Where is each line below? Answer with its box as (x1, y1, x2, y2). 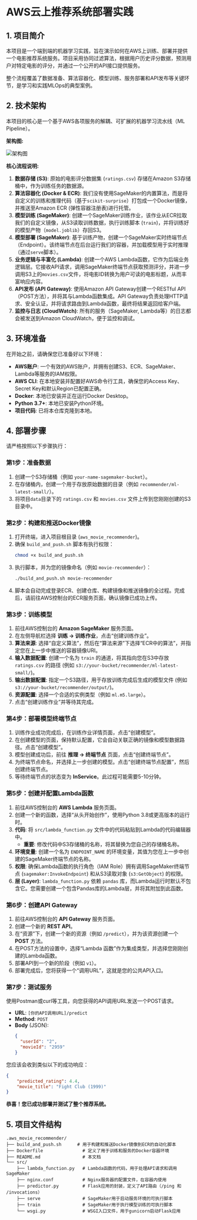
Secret (14, 385, 31, 392)
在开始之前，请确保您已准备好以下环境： (6, 350, 104, 357)
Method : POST (14, 1016, 48, 1023)
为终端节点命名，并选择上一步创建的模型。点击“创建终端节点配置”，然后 (14, 759, 190, 766)
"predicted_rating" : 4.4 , (16, 1078, 81, 1084)
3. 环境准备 (6, 334, 46, 344)
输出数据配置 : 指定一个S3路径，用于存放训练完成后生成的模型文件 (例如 (14, 676, 188, 683)
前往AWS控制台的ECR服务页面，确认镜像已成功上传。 (30, 594, 161, 601)
